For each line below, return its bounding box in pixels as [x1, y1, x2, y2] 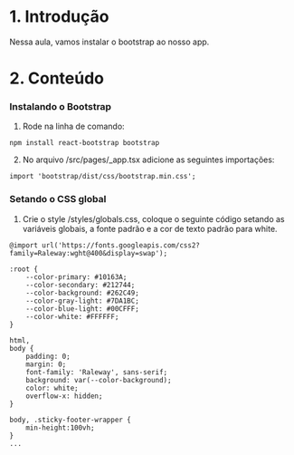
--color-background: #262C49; [25, 288, 140, 297]
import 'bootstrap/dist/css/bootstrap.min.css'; [9, 172, 196, 181]
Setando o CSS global [9, 193, 107, 206]
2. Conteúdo [9, 68, 104, 89]
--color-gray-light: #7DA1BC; [25, 296, 140, 305]
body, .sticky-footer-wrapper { [9, 415, 131, 424]
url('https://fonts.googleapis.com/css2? [42, 240, 201, 250]
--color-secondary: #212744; [25, 280, 136, 289]
